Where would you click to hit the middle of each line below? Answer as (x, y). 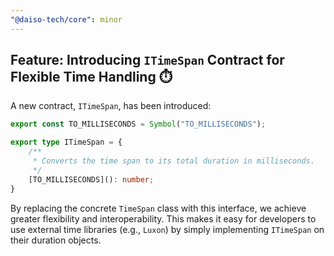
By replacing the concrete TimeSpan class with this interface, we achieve (158, 208)
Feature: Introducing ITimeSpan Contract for (147, 60)
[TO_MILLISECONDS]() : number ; (91, 179)
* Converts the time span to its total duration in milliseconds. (173, 161)
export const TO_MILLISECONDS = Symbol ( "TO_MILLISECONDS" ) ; (138, 124)
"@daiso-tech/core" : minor (66, 19)
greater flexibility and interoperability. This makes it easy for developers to (163, 218)
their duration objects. (56, 240)
